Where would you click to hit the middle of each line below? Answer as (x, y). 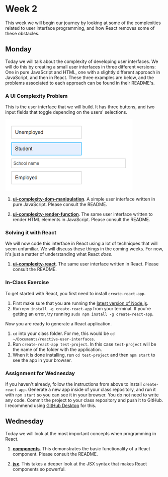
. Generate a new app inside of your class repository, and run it (91, 389)
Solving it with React (31, 232)
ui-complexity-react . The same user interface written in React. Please (86, 264)
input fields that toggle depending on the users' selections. (66, 112)
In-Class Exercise (27, 283)
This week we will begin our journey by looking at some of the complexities (83, 23)
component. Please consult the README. (55, 454)
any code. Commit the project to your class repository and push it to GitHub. (84, 400)
